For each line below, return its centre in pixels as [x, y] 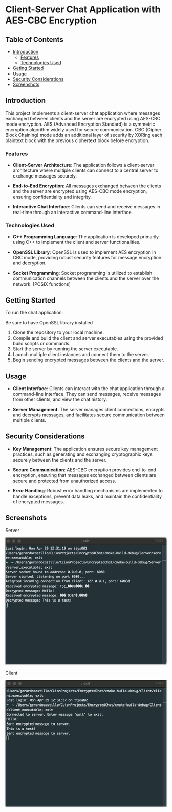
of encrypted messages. [39, 501]
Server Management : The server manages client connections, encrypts [89, 410]
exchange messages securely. [45, 176]
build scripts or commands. [41, 344]
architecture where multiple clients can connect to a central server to [85, 170]
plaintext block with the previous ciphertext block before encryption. [78, 140]
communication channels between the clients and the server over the [86, 278]
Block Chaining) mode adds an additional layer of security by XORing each [84, 135]
